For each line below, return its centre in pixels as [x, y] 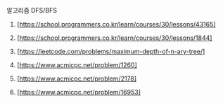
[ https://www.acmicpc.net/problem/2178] [77, 78]
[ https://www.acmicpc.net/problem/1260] [77, 65]
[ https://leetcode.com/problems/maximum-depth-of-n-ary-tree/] [111, 51]
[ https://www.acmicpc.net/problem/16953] [79, 92]
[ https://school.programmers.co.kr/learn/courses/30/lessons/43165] [116, 24]
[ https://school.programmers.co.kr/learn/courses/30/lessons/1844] [114, 38]
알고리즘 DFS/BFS [32, 10]
